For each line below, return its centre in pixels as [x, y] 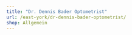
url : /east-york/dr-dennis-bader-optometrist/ [66, 17]
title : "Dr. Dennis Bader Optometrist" [57, 12]
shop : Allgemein [27, 23]
